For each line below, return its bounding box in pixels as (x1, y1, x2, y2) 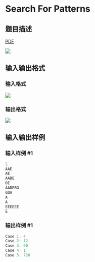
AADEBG (5, 185, 19, 191)
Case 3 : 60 (5, 243, 28, 248)
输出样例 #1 (5, 222, 33, 229)
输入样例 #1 (5, 150, 33, 157)
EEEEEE (5, 204, 19, 209)
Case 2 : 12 (5, 239, 28, 244)
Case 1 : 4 (5, 234, 26, 239)
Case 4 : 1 (5, 248, 26, 253)
